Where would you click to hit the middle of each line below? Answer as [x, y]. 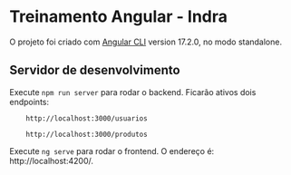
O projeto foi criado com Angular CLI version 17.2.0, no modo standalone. [146, 42]
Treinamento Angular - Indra [119, 17]
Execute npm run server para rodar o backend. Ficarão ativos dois [133, 92]
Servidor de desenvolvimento [95, 70]
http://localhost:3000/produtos [87, 134]
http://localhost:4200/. [51, 160]
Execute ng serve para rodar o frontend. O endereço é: [112, 151]
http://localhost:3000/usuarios [87, 118]
